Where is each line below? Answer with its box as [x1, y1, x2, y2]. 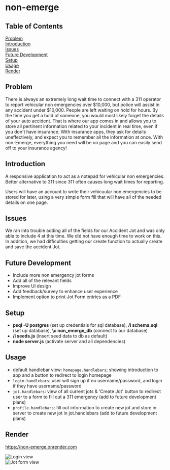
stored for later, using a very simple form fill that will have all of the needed [5, 194, 161, 200]
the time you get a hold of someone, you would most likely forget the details [5, 112, 164, 118]
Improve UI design [12, 283, 51, 289]
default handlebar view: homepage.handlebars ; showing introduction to [12, 367, 159, 373]
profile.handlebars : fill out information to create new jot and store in [12, 404, 157, 410]
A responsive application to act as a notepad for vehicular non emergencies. [5, 173, 165, 179]
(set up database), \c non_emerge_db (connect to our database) [12, 328, 148, 334]
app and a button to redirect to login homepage [12, 372, 112, 378]
